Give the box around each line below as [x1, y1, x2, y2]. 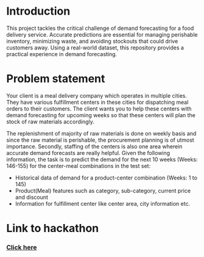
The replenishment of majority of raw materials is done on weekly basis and [6, 129, 197, 137]
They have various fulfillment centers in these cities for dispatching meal [6, 98, 189, 106]
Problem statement [6, 72, 105, 86]
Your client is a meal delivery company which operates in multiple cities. [6, 92, 188, 99]
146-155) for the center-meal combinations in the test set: [6, 162, 151, 169]
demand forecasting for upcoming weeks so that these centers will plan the [6, 111, 196, 118]
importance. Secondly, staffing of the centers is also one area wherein [6, 142, 183, 150]
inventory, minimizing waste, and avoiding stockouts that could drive [6, 37, 178, 45]
